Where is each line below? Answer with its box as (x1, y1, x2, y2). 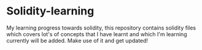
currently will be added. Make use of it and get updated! (6, 37, 149, 44)
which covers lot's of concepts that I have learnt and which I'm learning (6, 30, 187, 37)
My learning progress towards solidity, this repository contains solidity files (6, 24, 196, 31)
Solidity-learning (6, 4, 95, 18)
